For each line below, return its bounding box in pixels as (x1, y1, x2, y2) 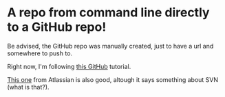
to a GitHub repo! (7, 19, 107, 35)
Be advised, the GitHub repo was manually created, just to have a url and (7, 42, 214, 50)
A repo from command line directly (7, 5, 210, 20)
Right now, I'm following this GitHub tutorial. (7, 62, 131, 70)
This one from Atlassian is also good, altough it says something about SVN (7, 75, 219, 83)
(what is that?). (7, 83, 50, 91)
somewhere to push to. (7, 49, 73, 57)
